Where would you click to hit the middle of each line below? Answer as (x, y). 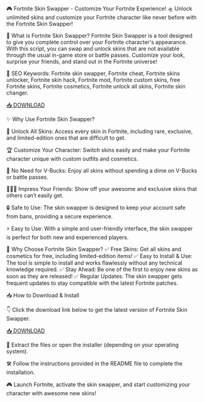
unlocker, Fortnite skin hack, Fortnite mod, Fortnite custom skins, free (93, 80)
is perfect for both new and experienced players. (68, 237)
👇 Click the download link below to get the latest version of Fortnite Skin (97, 310)
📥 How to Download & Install (43, 295)
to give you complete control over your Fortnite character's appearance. (97, 42)
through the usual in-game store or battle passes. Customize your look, (96, 55)
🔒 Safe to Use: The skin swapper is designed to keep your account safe (96, 207)
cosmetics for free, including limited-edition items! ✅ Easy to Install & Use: (100, 256)
